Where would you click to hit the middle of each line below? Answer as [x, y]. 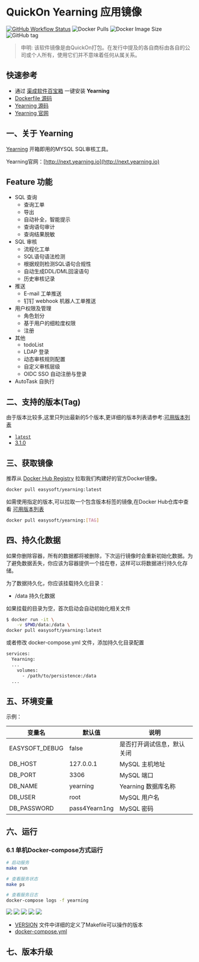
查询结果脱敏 [39, 234]
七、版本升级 [30, 952]
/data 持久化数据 [35, 596]
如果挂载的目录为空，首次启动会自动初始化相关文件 [68, 608]
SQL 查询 [26, 197]
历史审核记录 [39, 279]
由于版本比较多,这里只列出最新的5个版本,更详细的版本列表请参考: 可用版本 [96, 417]
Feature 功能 [29, 182]
